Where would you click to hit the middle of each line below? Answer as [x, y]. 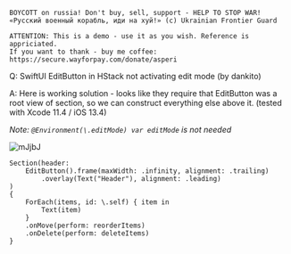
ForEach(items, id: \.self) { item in [97, 202]
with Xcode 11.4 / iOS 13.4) [58, 112]
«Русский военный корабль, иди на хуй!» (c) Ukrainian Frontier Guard [143, 20]
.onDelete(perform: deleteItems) [87, 234]
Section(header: [39, 163]
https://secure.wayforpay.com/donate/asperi [93, 60]
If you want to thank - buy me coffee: [83, 52]
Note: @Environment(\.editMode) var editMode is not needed [121, 130]
